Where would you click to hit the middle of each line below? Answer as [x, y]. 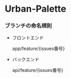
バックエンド [26, 60]
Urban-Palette [35, 9]
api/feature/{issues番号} [38, 70]
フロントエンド [28, 38]
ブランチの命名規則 [28, 26]
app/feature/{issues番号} [38, 48]
